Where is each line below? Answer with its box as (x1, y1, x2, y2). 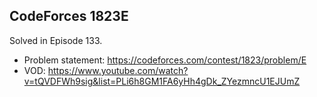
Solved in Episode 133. (9, 34, 103, 46)
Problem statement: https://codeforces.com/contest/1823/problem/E (23, 54, 307, 66)
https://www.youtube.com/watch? (47, 64, 189, 76)
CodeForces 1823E (9, 8, 129, 25)
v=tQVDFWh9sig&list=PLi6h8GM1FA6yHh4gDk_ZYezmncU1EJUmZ (23, 75, 301, 87)
